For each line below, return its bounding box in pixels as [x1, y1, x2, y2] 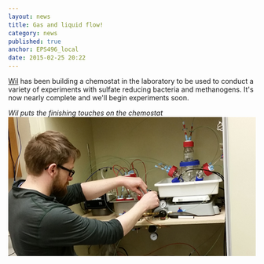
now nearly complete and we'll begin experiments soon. [8, 93, 189, 102]
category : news [8, 29, 58, 37]
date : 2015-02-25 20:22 [8, 54, 86, 62]
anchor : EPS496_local [8, 45, 79, 54]
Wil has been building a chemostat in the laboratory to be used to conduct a [8, 77, 254, 85]
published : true [8, 38, 61, 45]
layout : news [8, 13, 51, 20]
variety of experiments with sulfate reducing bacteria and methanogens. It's [8, 85, 254, 94]
